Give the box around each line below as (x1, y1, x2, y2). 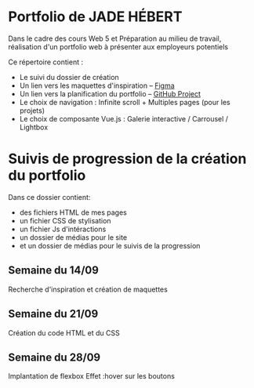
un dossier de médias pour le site (19, 232, 128, 242)
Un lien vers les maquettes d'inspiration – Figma (19, 81, 175, 90)
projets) (19, 106, 45, 115)
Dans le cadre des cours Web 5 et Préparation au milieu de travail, (8, 34, 222, 43)
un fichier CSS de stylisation (19, 216, 111, 225)
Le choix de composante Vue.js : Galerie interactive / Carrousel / (19, 114, 229, 123)
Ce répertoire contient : (8, 57, 84, 67)
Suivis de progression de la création (8, 150, 247, 168)
